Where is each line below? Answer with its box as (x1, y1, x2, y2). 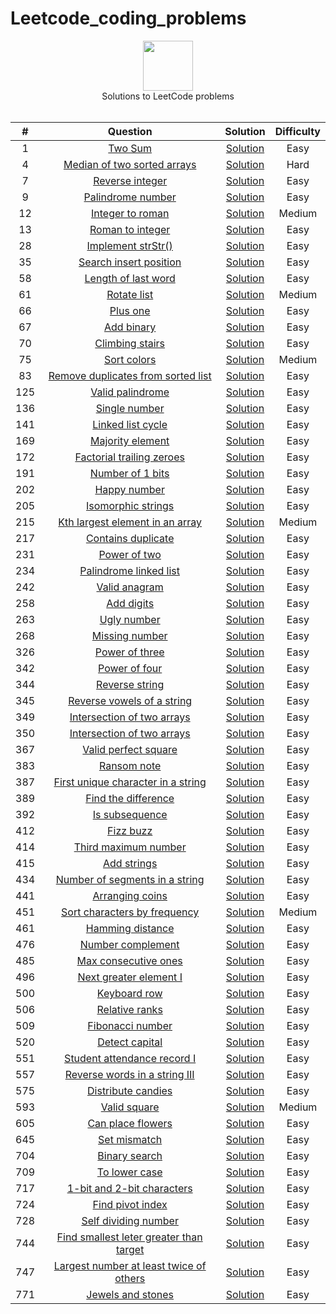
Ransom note (98, 758, 162, 772)
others (114, 1271, 146, 1285)
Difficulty (274, 124, 321, 138)
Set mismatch (98, 1132, 163, 1146)
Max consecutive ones (76, 953, 183, 967)
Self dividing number (81, 1213, 179, 1227)
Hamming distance (85, 921, 175, 935)
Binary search (97, 1148, 163, 1162)
